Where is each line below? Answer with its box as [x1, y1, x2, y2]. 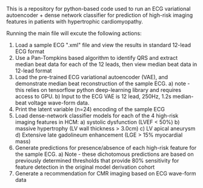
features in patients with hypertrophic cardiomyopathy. [6, 18, 144, 25]
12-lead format [15, 67, 52, 74]
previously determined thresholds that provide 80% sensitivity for [15, 157, 179, 164]
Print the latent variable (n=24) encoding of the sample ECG [15, 106, 165, 112]
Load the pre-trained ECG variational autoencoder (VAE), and [15, 74, 168, 80]
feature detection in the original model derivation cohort [15, 163, 155, 170]
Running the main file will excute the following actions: [6, 30, 142, 37]
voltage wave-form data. [28, 99, 90, 106]
